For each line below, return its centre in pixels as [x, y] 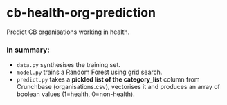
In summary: [28, 50]
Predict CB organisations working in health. [68, 32]
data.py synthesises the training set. [68, 65]
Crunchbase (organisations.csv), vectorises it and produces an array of [118, 87]
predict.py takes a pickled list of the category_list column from [108, 79]
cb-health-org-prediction [81, 13]
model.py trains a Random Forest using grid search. [89, 72]
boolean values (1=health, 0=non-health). [76, 94]
